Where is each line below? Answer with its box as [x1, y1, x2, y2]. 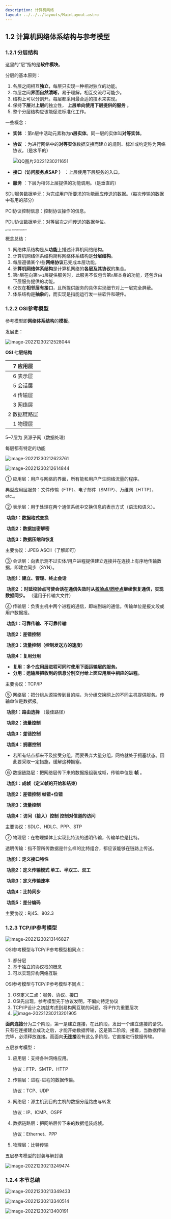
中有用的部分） [5, 197, 37, 203]
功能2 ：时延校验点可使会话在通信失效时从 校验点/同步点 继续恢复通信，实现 [6, 586, 164, 592]
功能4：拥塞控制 [6, 741, 41, 747]
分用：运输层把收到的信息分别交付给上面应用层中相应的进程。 [12, 670, 142, 676]
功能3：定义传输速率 [6, 878, 50, 884]
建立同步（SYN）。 [18, 564, 58, 570]
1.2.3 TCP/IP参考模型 [5, 924, 58, 931]
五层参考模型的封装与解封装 [5, 1153, 64, 1159]
